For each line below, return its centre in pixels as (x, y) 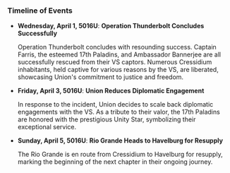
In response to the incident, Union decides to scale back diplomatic (115, 105)
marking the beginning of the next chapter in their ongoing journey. (115, 162)
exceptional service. (47, 127)
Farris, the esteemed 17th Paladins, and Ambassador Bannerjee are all (119, 54)
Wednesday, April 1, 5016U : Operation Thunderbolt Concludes (111, 26)
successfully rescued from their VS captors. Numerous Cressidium (115, 62)
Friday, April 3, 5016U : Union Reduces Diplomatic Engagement (111, 91)
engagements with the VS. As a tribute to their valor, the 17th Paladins (119, 112)
